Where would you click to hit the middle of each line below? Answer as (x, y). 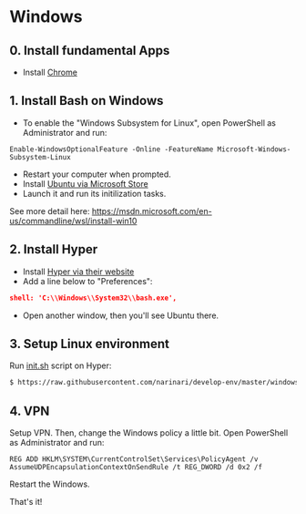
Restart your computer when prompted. (97, 174)
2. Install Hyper (54, 249)
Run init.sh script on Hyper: (61, 365)
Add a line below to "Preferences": (87, 281)
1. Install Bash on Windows (87, 101)
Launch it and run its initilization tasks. (94, 193)
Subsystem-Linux (40, 157)
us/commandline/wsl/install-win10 (73, 221)
